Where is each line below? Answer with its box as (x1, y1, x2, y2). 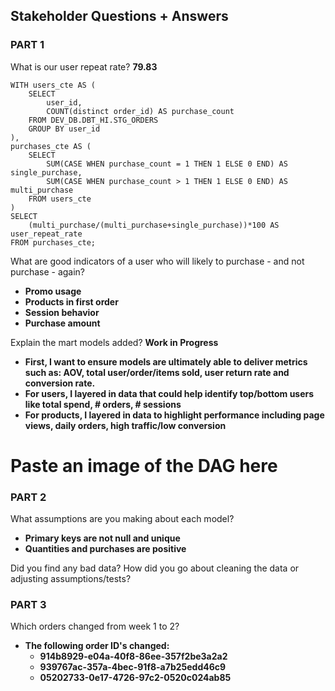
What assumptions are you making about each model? (10, 513, 235, 525)
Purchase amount (24, 317, 101, 329)
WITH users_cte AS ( (10, 80, 97, 90)
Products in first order (24, 295, 119, 308)
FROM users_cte (28, 194, 92, 204)
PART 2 (10, 490, 47, 504)
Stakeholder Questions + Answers (10, 8, 229, 25)
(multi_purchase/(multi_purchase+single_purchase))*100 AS (28, 220, 280, 230)
